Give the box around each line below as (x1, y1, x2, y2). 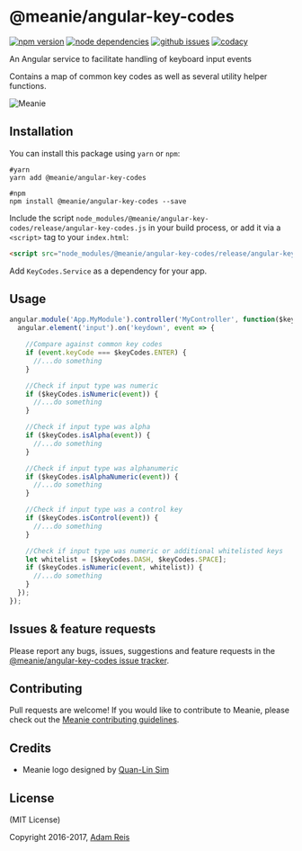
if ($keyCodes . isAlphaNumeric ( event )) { (25, 472, 179, 481)
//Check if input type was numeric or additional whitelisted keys (25, 546, 283, 555)
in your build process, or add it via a (147, 222, 281, 233)
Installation (9, 124, 74, 139)
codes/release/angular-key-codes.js (9, 223, 147, 233)
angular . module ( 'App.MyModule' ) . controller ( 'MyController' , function (9, 315, 276, 325)
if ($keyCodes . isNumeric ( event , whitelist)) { (25, 563, 203, 572)
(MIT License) (9, 814, 61, 825)
